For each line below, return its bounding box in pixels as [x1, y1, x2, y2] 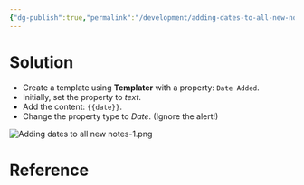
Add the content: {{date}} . [22, 101, 122, 112]
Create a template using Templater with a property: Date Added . [22, 82, 260, 93]
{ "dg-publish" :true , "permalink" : [9, 13, 136, 23]
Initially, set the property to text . [22, 91, 142, 102]
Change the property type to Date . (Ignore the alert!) [22, 110, 219, 122]
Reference [9, 160, 89, 180]
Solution [9, 51, 74, 72]
